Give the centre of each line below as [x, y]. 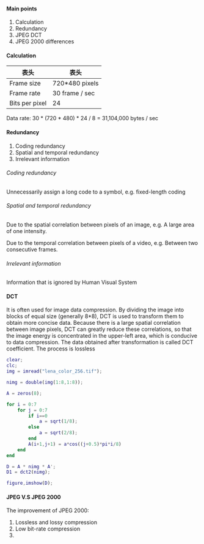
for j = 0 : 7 [32, 410]
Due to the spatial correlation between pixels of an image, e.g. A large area [100, 225]
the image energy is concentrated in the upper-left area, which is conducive [102, 336]
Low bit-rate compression [48, 529]
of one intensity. [27, 231]
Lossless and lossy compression [56, 523]
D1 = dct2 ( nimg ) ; [28, 472]
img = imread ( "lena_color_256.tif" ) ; [54, 372]
